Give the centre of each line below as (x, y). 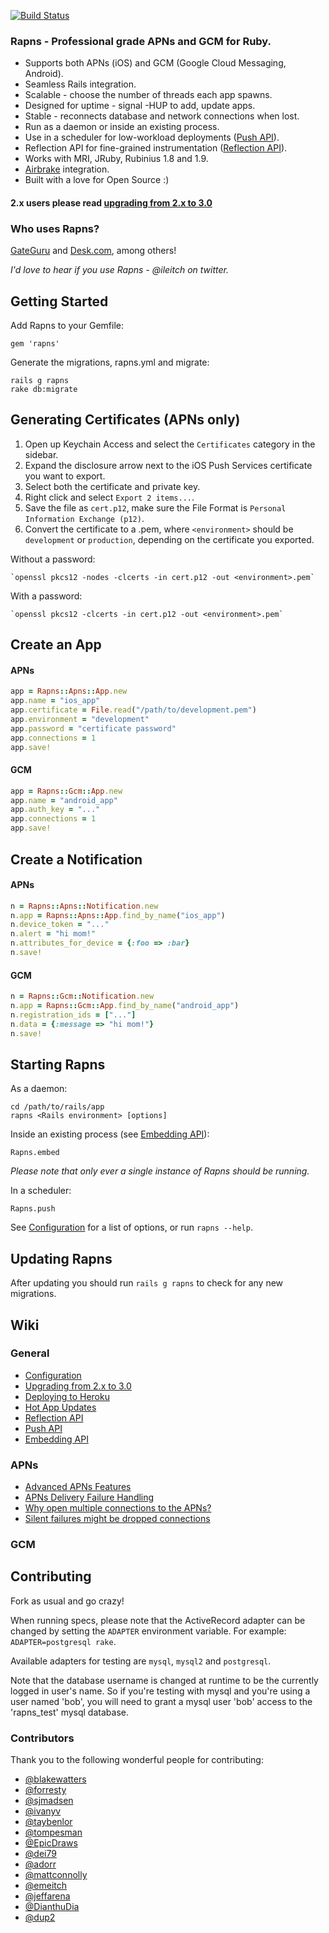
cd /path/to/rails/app (57, 1107)
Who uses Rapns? (55, 228)
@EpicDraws (51, 1843)
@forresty (45, 1790)
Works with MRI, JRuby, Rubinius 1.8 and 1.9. (116, 159)
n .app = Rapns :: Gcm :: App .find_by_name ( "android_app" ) (125, 1006)
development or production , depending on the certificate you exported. (169, 539)
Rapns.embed (35, 1153)
